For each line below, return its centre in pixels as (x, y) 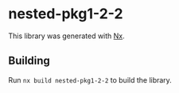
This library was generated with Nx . (66, 36)
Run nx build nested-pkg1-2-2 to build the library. (90, 79)
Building (29, 61)
